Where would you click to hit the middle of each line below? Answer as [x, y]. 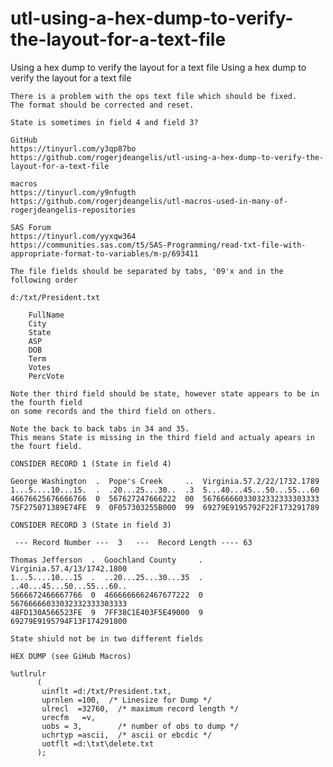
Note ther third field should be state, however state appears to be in [165, 393]
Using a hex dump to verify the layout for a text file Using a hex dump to [158, 67]
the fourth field [46, 402]
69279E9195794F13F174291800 [69, 621]
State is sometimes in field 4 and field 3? [104, 122]
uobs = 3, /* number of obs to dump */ [140, 726]
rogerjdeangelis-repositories [73, 210]
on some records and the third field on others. [113, 411]
